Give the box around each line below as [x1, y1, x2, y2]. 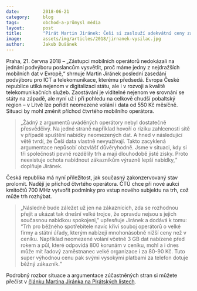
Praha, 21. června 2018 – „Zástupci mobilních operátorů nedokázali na [6, 57, 175, 65]
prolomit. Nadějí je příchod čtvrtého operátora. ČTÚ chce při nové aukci [6, 180, 179, 187]
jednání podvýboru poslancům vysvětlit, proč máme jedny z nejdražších [6, 63, 180, 71]
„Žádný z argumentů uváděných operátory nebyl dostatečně [20, 119, 167, 126]
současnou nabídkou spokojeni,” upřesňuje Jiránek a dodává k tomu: [20, 216, 188, 223]
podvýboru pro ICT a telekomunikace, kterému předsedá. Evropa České [6, 76, 180, 83]
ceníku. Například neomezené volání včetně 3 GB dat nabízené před [20, 235, 185, 242]
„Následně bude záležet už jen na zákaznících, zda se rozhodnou [20, 204, 179, 211]
